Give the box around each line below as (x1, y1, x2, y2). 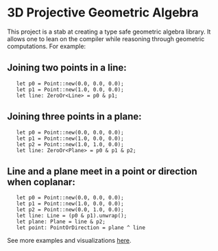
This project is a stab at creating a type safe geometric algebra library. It (7, 27, 211, 36)
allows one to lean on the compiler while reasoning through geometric (7, 34, 205, 43)
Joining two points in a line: (7, 62, 127, 73)
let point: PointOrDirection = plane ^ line (16, 224, 146, 231)
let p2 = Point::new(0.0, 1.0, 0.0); (16, 206, 125, 213)
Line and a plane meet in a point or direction (7, 165, 197, 177)
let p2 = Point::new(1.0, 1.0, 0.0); (16, 141, 125, 148)
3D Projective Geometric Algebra (7, 5, 199, 21)
